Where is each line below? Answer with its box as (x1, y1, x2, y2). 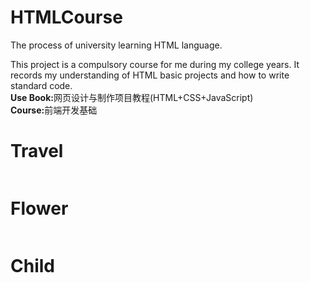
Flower (10, 197, 69, 220)
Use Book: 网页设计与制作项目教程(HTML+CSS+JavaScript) (10, 91, 254, 103)
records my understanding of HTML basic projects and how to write (10, 69, 290, 81)
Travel (10, 140, 64, 163)
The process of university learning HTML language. (10, 39, 223, 51)
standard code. (10, 79, 73, 91)
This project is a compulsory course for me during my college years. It (10, 58, 300, 70)
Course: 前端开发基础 (10, 104, 98, 116)
